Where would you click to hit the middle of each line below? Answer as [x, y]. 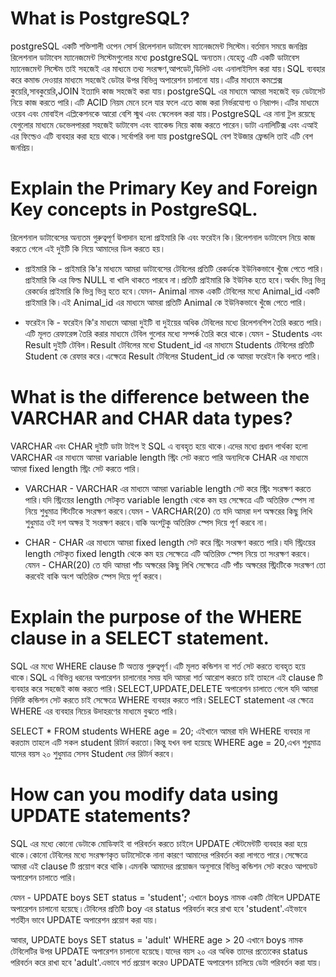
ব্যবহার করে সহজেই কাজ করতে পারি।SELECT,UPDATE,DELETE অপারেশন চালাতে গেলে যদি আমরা [164, 688]
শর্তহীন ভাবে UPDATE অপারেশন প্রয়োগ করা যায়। [84, 919]
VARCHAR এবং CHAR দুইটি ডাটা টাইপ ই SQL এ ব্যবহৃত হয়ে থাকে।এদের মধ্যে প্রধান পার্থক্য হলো [159, 446]
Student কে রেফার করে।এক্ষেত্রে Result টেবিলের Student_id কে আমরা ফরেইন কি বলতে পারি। [173, 356]
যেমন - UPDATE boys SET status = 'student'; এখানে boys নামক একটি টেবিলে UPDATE [165, 897]
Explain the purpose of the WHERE [156, 617]
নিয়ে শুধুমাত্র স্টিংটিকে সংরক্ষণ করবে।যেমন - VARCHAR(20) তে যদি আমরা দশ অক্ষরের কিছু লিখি [168, 511]
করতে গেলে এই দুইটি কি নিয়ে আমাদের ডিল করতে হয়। [88, 248]
